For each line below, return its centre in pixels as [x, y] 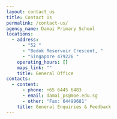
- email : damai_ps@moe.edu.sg [60, 96]
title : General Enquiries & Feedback [64, 107]
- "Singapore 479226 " [50, 56]
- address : [25, 40]
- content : [25, 85]
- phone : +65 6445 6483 [52, 90]
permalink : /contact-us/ [37, 23]
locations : [20, 34]
